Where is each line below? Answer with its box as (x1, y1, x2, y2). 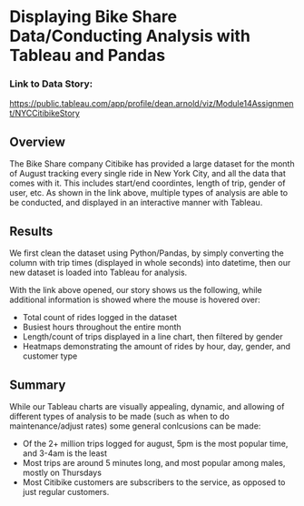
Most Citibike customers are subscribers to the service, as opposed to (22, 476, 286, 488)
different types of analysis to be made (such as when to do (9, 410, 230, 421)
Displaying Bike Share (9, 6, 178, 27)
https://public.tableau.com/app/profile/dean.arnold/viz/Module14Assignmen (9, 98, 294, 109)
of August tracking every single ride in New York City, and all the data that (9, 168, 286, 179)
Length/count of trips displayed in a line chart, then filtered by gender (22, 331, 283, 342)
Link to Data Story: (9, 77, 93, 90)
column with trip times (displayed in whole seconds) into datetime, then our (9, 258, 291, 268)
